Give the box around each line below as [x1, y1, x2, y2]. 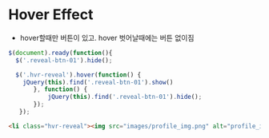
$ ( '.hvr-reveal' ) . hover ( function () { [15, 70, 142, 79]
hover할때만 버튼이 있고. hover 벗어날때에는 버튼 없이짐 [19, 33, 195, 42]
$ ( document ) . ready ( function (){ [8, 49, 113, 57]
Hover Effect [8, 6, 94, 24]
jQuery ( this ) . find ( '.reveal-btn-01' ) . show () [22, 78, 174, 86]
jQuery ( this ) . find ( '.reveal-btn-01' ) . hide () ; [47, 93, 203, 101]
